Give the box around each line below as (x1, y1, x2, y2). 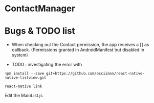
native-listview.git (4, 76, 47, 80)
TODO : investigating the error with (11, 62, 82, 68)
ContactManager (4, 3, 75, 14)
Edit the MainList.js (4, 93, 43, 99)
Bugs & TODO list (4, 26, 75, 37)
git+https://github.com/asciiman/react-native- (46, 71, 145, 76)
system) (11, 52, 28, 58)
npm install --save (4, 71, 44, 76)
